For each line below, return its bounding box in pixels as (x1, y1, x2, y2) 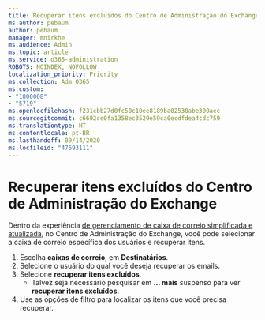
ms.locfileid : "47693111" (8, 144, 93, 152)
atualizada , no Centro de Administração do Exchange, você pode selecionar (8, 229, 256, 239)
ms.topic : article (8, 48, 69, 56)
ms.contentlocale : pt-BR (8, 129, 90, 137)
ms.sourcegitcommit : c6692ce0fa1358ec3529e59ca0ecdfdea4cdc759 (8, 115, 221, 122)
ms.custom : (8, 85, 44, 93)
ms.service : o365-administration (8, 56, 118, 64)
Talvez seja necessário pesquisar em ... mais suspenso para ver (31, 278, 241, 288)
